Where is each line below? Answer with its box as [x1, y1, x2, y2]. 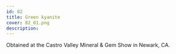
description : [6, 25, 39, 31]
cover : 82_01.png [6, 20, 50, 26]
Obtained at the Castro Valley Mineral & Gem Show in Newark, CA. [6, 42, 170, 49]
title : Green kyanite [6, 14, 61, 20]
